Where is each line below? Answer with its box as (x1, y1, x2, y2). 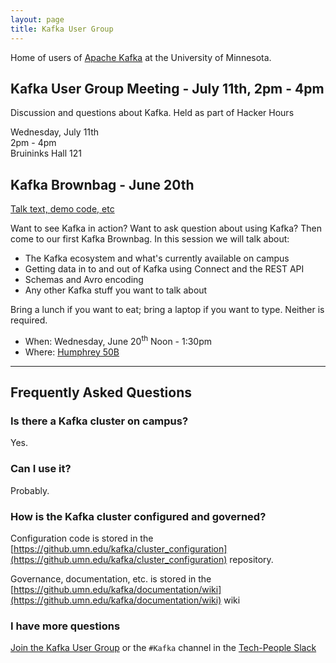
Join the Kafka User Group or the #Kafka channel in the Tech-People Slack (10, 642, 317, 654)
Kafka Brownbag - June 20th (10, 176, 195, 193)
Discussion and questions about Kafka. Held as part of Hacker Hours (10, 107, 295, 119)
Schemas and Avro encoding (24, 274, 144, 286)
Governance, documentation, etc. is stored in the (10, 573, 212, 585)
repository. (229, 554, 274, 566)
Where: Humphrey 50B (24, 346, 120, 358)
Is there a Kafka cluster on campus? (10, 414, 189, 428)
